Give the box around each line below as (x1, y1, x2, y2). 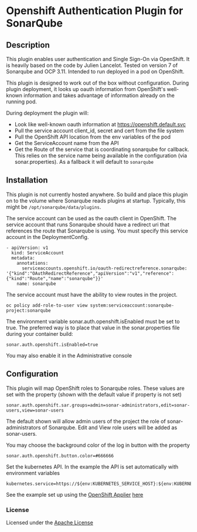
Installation (6, 175, 48, 186)
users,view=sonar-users (6, 407, 64, 413)
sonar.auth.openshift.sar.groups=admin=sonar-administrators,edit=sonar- (6, 402, 191, 408)
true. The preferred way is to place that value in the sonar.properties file (6, 324, 180, 331)
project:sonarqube (6, 307, 51, 314)
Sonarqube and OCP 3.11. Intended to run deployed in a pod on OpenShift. (6, 68, 185, 75)
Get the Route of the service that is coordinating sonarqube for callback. (14, 146, 189, 153)
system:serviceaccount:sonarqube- (90, 302, 175, 308)
